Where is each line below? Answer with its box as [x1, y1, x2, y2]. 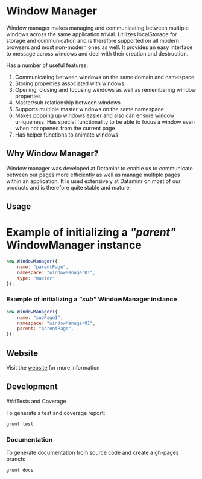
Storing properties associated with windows [14, 80, 125, 87]
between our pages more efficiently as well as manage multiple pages [6, 171, 180, 178]
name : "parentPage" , [17, 264, 69, 270]
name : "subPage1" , [17, 314, 63, 321]
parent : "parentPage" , [17, 326, 74, 332]
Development [6, 382, 58, 392]
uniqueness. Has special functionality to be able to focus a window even [14, 118, 195, 125]
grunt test [6, 421, 34, 427]
